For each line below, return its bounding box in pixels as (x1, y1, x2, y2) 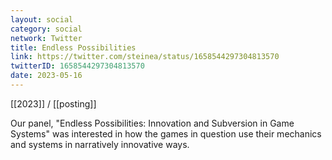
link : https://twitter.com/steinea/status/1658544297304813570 (10, 52, 280, 62)
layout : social (10, 14, 74, 25)
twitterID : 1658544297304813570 (10, 61, 145, 71)
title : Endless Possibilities (10, 42, 137, 53)
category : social (10, 24, 83, 34)
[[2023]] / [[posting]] (10, 97, 97, 110)
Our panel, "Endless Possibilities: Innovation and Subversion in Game (10, 117, 295, 129)
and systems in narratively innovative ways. (10, 138, 190, 150)
